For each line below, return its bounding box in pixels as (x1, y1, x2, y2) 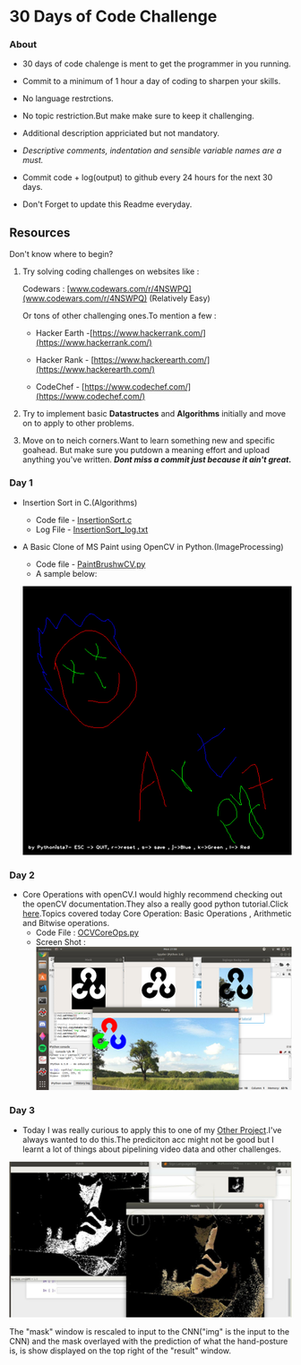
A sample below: (35, 568, 98, 579)
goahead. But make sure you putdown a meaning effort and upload (21, 445, 271, 456)
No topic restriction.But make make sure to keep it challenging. (21, 110, 255, 122)
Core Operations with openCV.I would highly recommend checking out (21, 889, 283, 900)
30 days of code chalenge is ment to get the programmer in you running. (21, 58, 291, 69)
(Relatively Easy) (149, 293, 211, 304)
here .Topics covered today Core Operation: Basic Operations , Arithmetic (21, 908, 292, 919)
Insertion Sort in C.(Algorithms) (21, 497, 138, 508)
